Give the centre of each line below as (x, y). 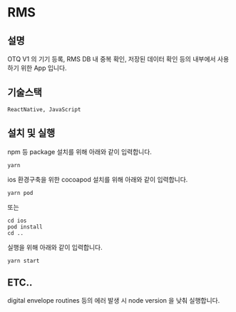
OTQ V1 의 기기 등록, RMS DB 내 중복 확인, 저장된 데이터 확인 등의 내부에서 (112, 59)
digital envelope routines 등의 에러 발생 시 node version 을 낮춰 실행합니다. (114, 301)
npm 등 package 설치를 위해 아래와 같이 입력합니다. (79, 151)
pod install (25, 227)
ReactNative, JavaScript (44, 109)
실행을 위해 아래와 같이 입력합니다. (55, 247)
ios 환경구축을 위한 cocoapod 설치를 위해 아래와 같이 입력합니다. (98, 179)
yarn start (24, 261)
